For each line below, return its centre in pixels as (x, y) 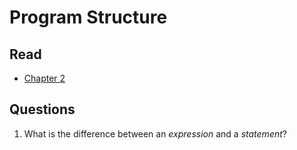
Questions (42, 109)
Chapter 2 (44, 78)
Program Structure (88, 17)
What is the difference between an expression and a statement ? (155, 133)
